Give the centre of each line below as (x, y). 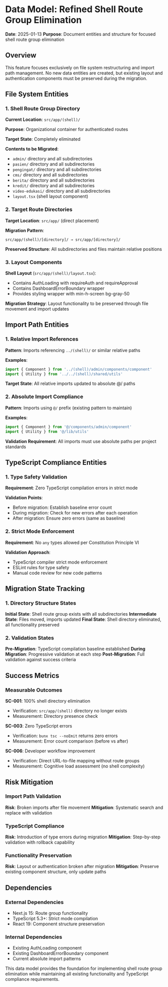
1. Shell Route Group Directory (43, 109)
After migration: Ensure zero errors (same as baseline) (69, 518)
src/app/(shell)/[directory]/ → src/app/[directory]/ (63, 240)
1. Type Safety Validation (36, 477)
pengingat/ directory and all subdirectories (57, 169)
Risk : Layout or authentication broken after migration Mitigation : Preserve (82, 867)
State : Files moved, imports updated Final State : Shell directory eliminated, (83, 619)
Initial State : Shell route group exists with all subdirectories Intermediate (81, 614)
